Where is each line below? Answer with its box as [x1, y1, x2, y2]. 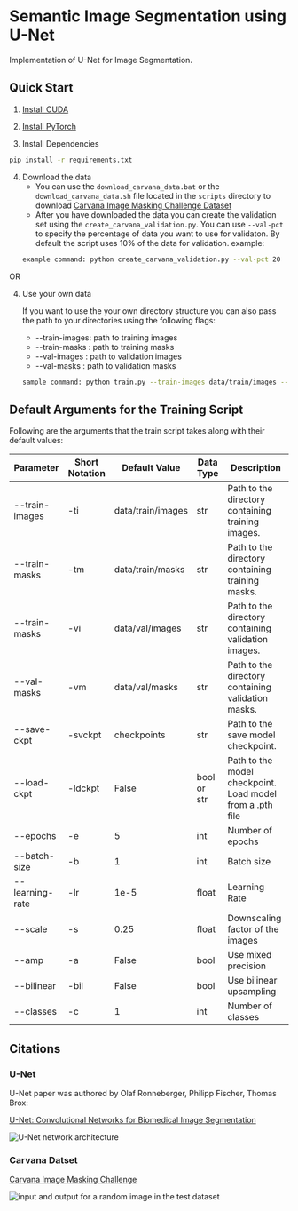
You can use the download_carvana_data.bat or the [35, 180, 220, 192]
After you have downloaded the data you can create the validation [35, 209, 277, 219]
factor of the [227, 923, 279, 936]
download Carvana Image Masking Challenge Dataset [35, 200, 232, 211]
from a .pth [227, 799, 273, 811]
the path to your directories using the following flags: [21, 315, 216, 325]
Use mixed [227, 949, 272, 961]
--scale [13, 923, 48, 936]
